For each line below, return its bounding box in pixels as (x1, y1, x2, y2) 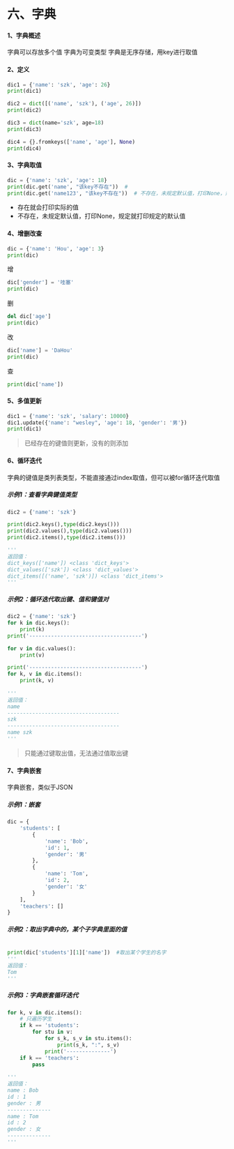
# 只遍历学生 (19, 1016, 52, 1023)
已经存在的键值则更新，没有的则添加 (24, 439, 129, 447)
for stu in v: (32, 1028, 73, 1036)
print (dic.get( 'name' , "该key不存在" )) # (7, 183, 128, 190)
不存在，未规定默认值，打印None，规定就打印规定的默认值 (17, 212, 186, 220)
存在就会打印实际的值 (17, 203, 79, 211)
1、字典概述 (7, 31, 41, 39)
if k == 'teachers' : (19, 1054, 79, 1061)
